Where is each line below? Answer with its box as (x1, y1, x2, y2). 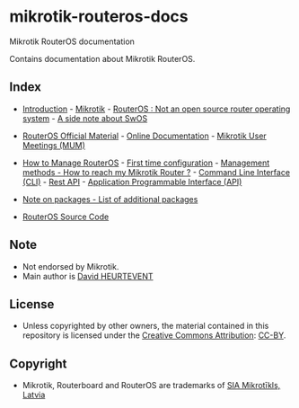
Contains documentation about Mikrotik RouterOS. (9, 53, 196, 64)
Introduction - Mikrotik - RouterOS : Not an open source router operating (22, 103, 291, 114)
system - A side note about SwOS (22, 112, 148, 123)
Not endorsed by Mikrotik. (22, 261, 119, 271)
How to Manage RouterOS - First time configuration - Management (22, 157, 270, 168)
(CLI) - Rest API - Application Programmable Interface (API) (22, 176, 242, 187)
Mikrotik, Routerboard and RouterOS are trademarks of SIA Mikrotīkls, (22, 380, 281, 391)
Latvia (22, 389, 46, 401)
